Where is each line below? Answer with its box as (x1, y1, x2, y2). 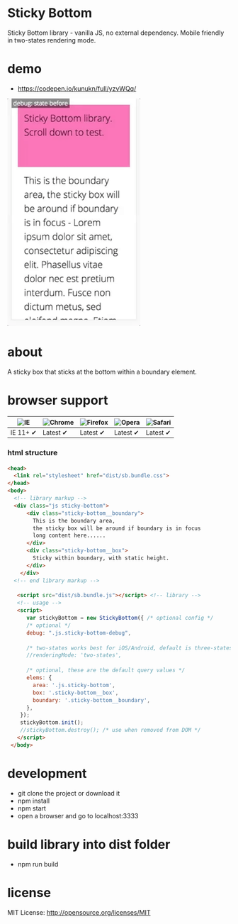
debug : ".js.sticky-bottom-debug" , (25, 629, 132, 636)
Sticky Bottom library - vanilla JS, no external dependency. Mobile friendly (7, 28, 225, 37)
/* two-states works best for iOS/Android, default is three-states (25, 644, 233, 652)
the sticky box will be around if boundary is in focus (33, 525, 201, 532)
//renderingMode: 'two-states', (25, 652, 122, 659)
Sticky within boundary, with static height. (33, 555, 170, 562)
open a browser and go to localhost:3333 (17, 811, 139, 820)
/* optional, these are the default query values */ (25, 667, 186, 674)
